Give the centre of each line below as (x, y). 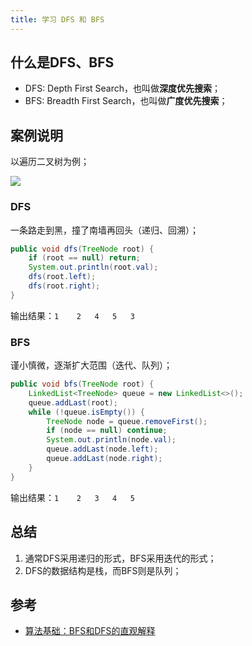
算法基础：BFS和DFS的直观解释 (90, 631)
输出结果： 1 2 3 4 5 (72, 497)
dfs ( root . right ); (64, 286)
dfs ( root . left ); (62, 277)
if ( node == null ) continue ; (107, 431)
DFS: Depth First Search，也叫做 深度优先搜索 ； (123, 88)
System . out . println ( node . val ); (111, 440)
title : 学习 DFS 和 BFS (57, 19)
